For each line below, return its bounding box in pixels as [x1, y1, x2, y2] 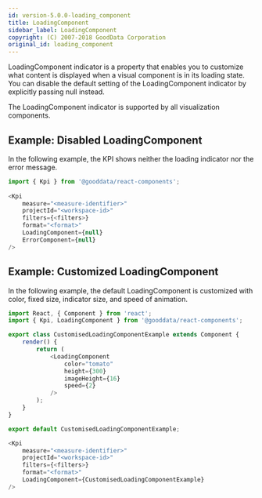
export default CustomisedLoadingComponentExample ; [8, 425, 180, 433]
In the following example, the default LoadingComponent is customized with [8, 285, 253, 295]
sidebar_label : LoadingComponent [8, 26, 117, 34]
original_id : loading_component [8, 41, 113, 49]
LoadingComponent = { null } [22, 229, 103, 237]
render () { [22, 338, 58, 346]
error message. [8, 162, 58, 172]
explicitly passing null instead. [8, 87, 106, 96]
